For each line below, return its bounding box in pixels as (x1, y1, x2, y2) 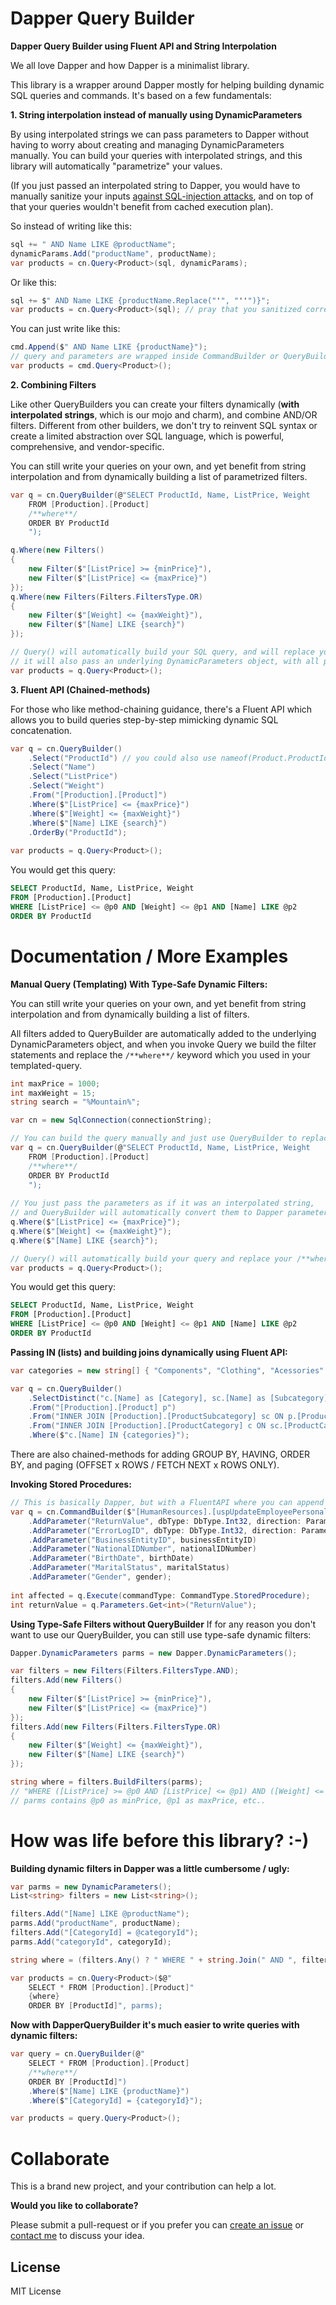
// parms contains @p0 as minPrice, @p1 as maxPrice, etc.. (10, 1795, 267, 1806)
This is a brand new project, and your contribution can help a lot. (10, 2180, 277, 2192)
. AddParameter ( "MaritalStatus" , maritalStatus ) (28, 1563, 230, 1573)
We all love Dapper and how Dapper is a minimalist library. (10, 59, 250, 71)
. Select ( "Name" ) (28, 762, 97, 772)
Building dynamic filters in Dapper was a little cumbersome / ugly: (10, 1862, 290, 1874)
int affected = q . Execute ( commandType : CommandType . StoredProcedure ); (10, 1590, 311, 1601)
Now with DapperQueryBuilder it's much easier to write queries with (10, 2019, 300, 2031)
